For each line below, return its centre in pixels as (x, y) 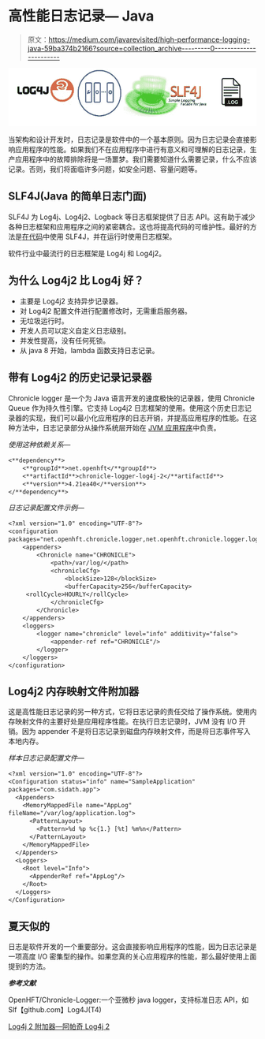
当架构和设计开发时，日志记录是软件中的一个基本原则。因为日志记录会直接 (129, 140)
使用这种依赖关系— (39, 444)
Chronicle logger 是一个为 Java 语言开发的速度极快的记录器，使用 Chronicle (131, 398)
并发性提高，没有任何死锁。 (65, 341)
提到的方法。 (29, 966)
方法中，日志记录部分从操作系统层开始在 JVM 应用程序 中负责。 (118, 427)
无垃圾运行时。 (44, 321)
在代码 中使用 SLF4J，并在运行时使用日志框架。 (99, 236)
